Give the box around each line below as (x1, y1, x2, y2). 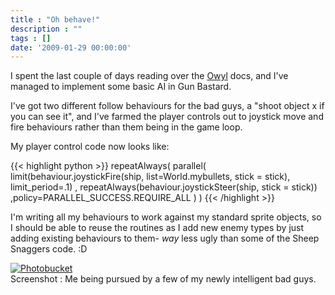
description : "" (10, 24, 83, 34)
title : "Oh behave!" (10, 14, 101, 25)
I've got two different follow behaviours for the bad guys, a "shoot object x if (10, 100, 325, 112)
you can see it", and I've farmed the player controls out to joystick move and (10, 111, 324, 123)
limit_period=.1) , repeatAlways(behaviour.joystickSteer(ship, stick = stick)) (10, 181, 318, 193)
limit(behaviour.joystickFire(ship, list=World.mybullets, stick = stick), (10, 171, 291, 183)
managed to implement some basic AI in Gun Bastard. (10, 81, 232, 93)
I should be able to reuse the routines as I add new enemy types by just (10, 222, 305, 234)
